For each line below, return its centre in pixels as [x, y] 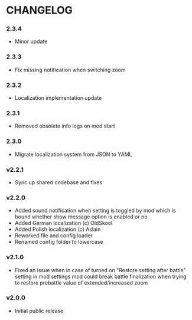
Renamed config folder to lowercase [59, 242]
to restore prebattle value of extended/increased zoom [81, 283]
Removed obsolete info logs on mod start [65, 126]
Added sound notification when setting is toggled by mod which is [95, 211]
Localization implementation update [58, 98]
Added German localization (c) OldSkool [64, 223]
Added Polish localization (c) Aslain [58, 229]
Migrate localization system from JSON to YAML [73, 154]
